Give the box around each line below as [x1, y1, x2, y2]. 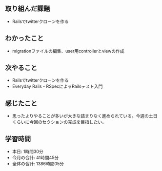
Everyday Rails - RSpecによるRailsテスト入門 [12, 83, 103, 89]
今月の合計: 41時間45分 [12, 155, 59, 161]
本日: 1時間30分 [12, 149, 43, 154]
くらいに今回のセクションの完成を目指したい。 [12, 119, 106, 125]
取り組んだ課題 [5, 4, 50, 13]
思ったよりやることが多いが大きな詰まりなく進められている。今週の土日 [12, 113, 158, 119]
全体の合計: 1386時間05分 [12, 161, 64, 167]
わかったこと [5, 34, 44, 42]
